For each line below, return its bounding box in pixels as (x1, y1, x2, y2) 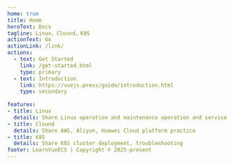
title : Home (7, 17, 42, 24)
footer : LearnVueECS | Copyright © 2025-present (7, 147, 152, 154)
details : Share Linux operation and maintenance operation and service (13, 114, 228, 121)
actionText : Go (7, 36, 52, 43)
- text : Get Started (13, 56, 74, 63)
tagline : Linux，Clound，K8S (7, 29, 90, 37)
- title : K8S (7, 133, 46, 140)
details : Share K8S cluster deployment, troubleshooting (13, 140, 184, 147)
